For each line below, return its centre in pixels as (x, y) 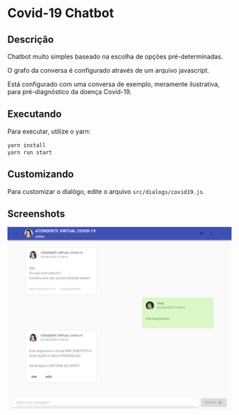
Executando (34, 114)
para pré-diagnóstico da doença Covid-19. (69, 92)
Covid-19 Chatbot (61, 13)
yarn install (27, 145)
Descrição (31, 40)
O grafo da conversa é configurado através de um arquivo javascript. (108, 70)
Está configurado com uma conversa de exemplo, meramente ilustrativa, (114, 84)
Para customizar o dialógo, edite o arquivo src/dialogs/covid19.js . (106, 191)
